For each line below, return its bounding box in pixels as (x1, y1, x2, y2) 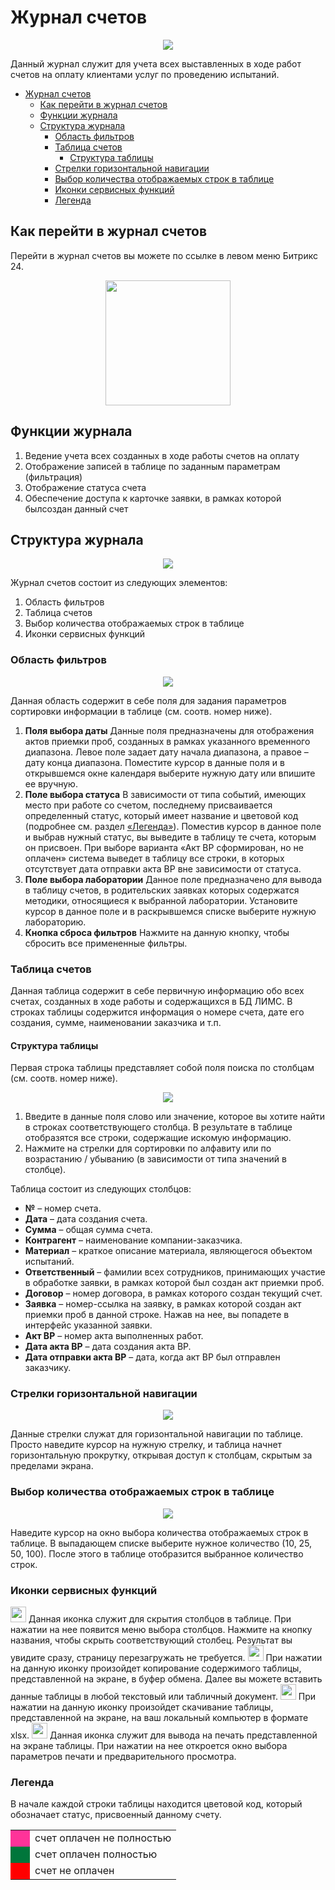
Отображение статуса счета (24, 481, 147, 493)
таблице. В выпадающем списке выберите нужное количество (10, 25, (10, 1537, 313, 1549)
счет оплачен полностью (34, 1847, 158, 1861)
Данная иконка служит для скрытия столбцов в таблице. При (28, 1613, 292, 1625)
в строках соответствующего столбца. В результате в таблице (24, 1121, 293, 1133)
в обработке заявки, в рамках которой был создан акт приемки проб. (24, 1277, 325, 1289)
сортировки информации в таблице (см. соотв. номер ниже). (10, 705, 273, 717)
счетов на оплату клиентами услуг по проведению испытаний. (10, 68, 280, 80)
